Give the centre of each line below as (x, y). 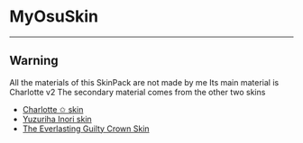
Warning (34, 61)
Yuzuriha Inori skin (57, 119)
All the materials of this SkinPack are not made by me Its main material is (144, 82)
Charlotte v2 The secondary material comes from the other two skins (138, 92)
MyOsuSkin (54, 17)
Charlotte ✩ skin (53, 109)
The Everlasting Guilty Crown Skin (86, 129)
